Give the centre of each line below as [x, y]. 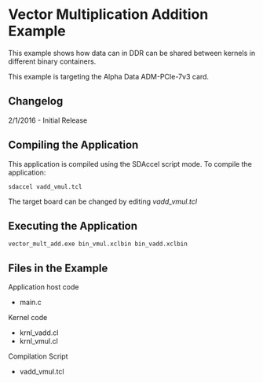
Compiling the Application [73, 145]
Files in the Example [58, 268]
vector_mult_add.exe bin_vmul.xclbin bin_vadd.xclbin [98, 244]
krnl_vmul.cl [39, 341]
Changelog [36, 101]
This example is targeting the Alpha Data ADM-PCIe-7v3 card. [109, 76]
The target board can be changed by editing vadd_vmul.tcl [103, 201]
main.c [30, 302]
